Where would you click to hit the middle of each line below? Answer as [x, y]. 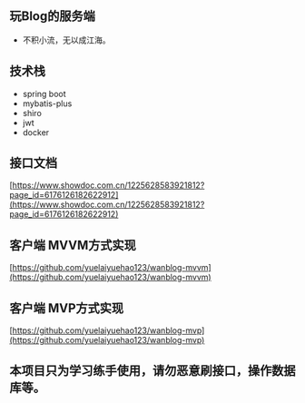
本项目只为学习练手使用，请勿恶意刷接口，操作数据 [152, 371]
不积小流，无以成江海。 [66, 40]
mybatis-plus [47, 103]
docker [36, 132]
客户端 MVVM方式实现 [73, 245]
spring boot [44, 93]
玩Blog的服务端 [52, 16]
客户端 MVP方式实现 [67, 308]
